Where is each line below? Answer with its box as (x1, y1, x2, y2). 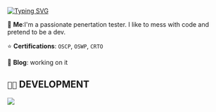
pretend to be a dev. (7, 28, 66, 36)
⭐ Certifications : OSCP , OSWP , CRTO (7, 42, 103, 50)
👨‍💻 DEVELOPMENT (7, 78, 90, 91)
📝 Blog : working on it (7, 58, 68, 66)
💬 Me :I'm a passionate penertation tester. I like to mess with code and (7, 20, 210, 28)
